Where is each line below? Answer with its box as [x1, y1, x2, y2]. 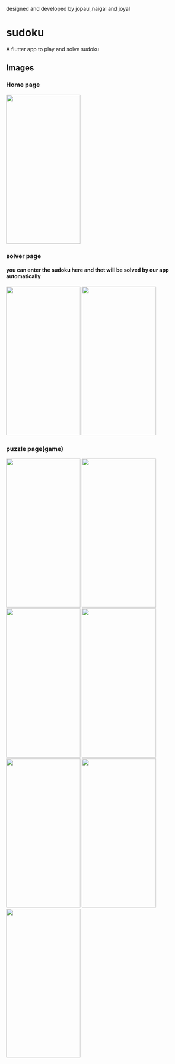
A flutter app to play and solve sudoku [6, 45, 100, 52]
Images [6, 63, 34, 73]
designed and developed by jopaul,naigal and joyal [6, 5, 131, 12]
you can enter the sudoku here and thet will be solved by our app [6, 266, 169, 273]
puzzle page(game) [6, 444, 63, 453]
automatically [6, 273, 41, 280]
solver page [6, 251, 42, 260]
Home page [6, 80, 40, 89]
